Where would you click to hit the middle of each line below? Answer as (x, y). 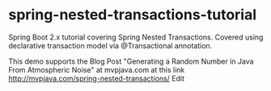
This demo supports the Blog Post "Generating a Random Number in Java (131, 61)
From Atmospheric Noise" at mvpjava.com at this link (97, 69)
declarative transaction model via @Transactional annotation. (110, 45)
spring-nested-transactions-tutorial (133, 15)
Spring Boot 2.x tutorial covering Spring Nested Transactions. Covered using (136, 37)
